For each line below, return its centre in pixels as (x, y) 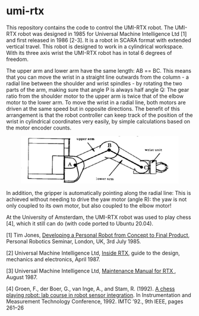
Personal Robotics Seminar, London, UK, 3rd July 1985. (74, 241)
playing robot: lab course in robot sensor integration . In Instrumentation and (99, 295)
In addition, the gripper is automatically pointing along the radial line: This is (99, 193)
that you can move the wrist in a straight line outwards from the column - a (97, 77)
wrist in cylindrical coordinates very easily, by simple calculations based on (98, 121)
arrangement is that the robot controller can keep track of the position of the (99, 115)
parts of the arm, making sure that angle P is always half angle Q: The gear (98, 89)
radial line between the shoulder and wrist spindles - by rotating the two (94, 83)
